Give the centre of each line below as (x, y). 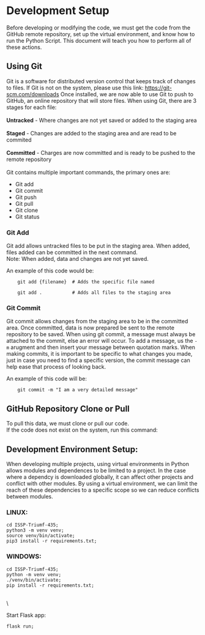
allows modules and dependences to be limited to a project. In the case (96, 470)
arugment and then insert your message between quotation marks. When (103, 347)
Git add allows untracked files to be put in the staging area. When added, (98, 246)
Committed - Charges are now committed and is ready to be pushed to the (101, 152)
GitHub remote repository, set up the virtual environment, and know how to (101, 34)
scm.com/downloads (33, 94)
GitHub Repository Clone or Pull (68, 409)
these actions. (24, 47)
